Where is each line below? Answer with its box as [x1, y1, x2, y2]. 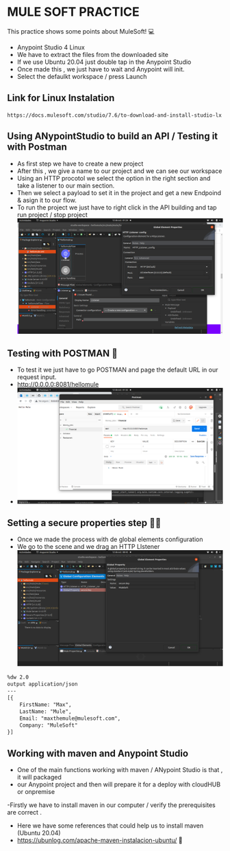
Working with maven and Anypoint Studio [7, 747, 189, 759]
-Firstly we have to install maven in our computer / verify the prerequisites [7, 801, 216, 809]
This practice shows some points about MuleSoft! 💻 [7, 27, 155, 35]
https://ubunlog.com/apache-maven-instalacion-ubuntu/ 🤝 [16, 836, 183, 844]
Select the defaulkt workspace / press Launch [16, 72, 147, 80]
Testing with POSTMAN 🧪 [7, 348, 118, 359]
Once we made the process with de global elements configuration [16, 535, 203, 543]
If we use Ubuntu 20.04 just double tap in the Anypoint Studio [16, 58, 192, 66]
